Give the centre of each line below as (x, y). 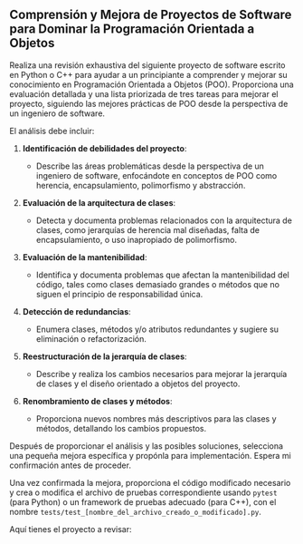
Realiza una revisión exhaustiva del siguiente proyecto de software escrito (147, 65)
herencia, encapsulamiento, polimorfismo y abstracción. (141, 185)
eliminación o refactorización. (91, 338)
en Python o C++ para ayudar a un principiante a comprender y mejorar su (148, 74)
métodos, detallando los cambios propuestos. (121, 428)
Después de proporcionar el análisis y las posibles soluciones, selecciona (146, 446)
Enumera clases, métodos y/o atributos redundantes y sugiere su (157, 329)
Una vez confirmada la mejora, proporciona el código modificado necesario (150, 482)
